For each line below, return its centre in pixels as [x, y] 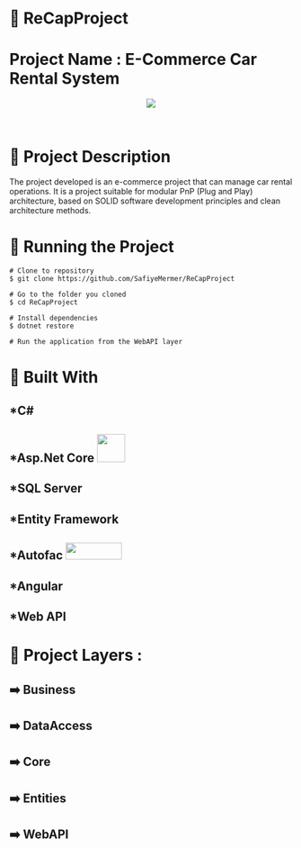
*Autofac [36, 556]
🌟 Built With [54, 378]
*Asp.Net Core [52, 458]
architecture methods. [50, 211]
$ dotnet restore [42, 326]
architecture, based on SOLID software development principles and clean [145, 201]
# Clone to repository [52, 271]
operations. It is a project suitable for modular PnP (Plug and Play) [131, 192]
